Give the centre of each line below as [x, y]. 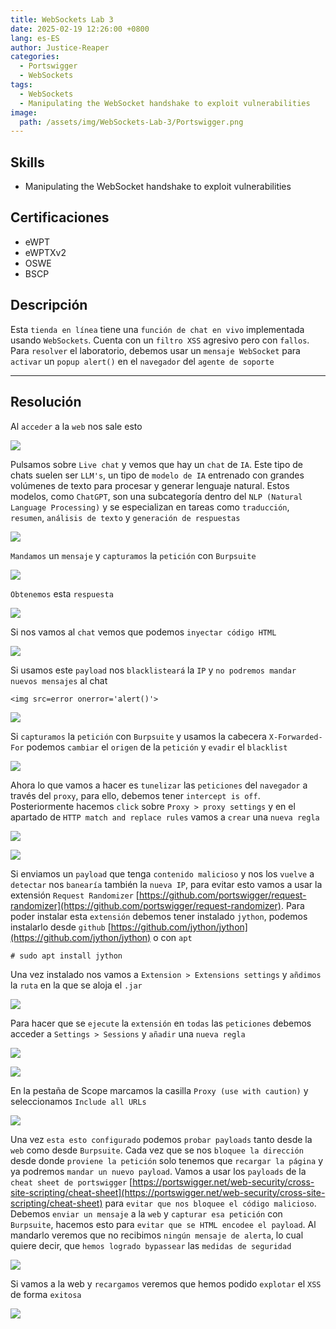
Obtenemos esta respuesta [62, 593]
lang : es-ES [35, 38]
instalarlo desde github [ [61, 927]
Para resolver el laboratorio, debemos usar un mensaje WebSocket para [155, 350]
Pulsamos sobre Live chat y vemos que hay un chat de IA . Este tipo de [156, 464]
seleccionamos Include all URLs [78, 1101]
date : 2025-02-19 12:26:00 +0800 [80, 29]
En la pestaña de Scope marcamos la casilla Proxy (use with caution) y [159, 1090]
